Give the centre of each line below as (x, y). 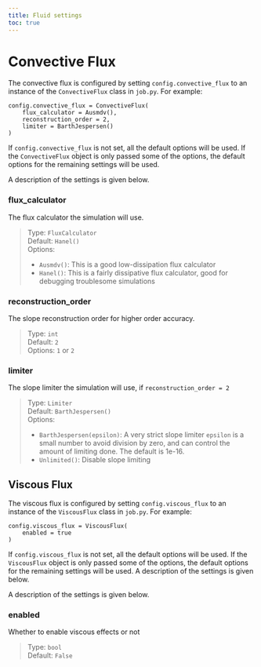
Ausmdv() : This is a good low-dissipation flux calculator (127, 264)
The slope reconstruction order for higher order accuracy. (101, 319)
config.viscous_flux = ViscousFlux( (68, 527)
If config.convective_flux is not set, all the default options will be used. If (127, 148)
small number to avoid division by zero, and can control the (134, 443)
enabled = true (47, 533)
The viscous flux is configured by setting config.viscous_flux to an (117, 504)
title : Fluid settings (45, 15)
